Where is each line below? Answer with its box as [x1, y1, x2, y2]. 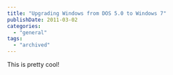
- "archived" [13, 42, 51, 48]
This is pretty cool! [7, 61, 59, 68]
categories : [7, 22, 41, 29]
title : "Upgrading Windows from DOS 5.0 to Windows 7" [7, 10, 167, 17]
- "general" [13, 29, 48, 36]
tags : [7, 35, 23, 42]
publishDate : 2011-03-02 [7, 16, 78, 23]
